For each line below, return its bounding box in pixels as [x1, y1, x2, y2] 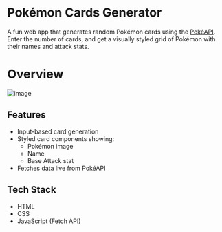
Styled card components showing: [16, 134, 115, 143]
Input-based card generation [16, 127, 99, 136]
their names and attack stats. [7, 42, 89, 50]
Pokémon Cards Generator [7, 5, 162, 21]
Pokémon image [27, 142, 74, 150]
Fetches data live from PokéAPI [16, 164, 106, 172]
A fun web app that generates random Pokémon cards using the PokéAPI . [7, 28, 216, 36]
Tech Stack [7, 184, 56, 196]
